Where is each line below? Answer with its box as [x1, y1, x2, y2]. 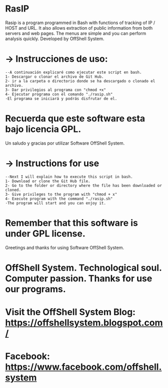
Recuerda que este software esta [5, 113, 145, 124]
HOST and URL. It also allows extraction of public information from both [5, 25, 153, 31]
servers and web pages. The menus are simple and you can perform [5, 30, 146, 36]
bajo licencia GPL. [5, 123, 81, 135]
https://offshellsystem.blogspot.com [5, 317, 163, 329]
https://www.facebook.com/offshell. [5, 361, 162, 373]
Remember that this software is [5, 217, 138, 228]
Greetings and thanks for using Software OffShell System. [5, 244, 124, 250]
